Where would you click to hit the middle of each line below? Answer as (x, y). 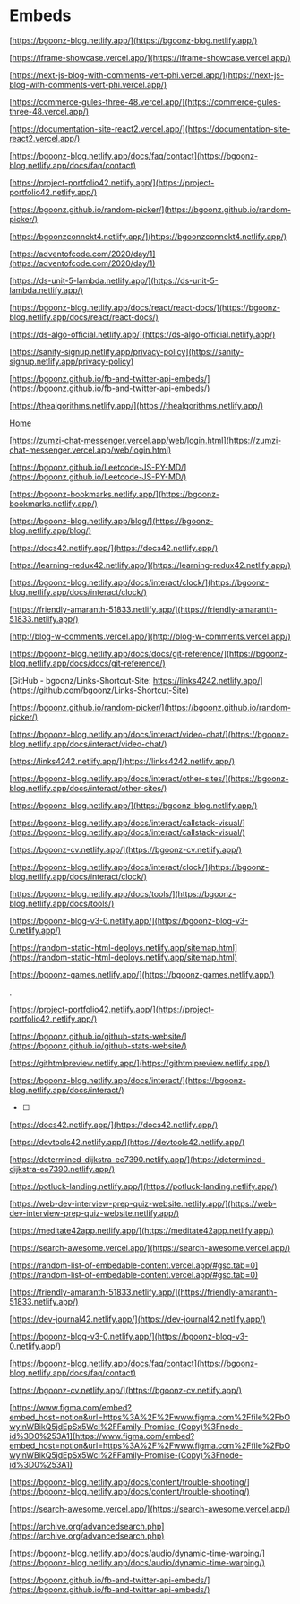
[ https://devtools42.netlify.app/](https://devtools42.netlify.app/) (127, 1142)
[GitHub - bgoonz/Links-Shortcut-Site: (80, 680)
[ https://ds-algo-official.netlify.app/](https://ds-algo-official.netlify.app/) (142, 334)
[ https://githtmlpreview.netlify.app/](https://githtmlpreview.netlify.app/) (140, 1063)
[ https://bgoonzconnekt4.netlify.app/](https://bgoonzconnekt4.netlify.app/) (148, 236)
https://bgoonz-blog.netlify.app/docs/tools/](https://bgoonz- (124, 893)
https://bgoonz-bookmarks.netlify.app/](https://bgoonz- (116, 494)
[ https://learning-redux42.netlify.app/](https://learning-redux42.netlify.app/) (150, 565)
